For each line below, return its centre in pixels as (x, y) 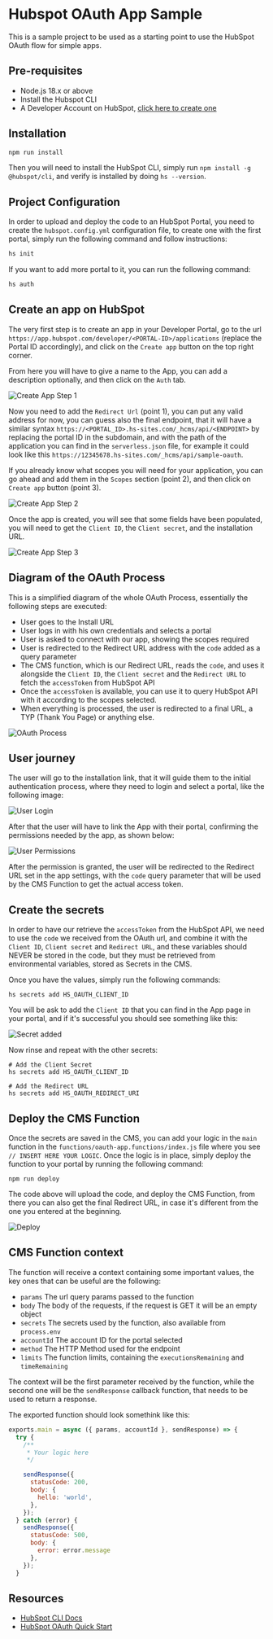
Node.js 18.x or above (56, 90)
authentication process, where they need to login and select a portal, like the (136, 787)
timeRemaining (44, 1366)
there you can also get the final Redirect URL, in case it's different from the (133, 1203)
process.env (40, 1332)
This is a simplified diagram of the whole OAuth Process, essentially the (128, 597)
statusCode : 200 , (59, 1483)
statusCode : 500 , (59, 1536)
